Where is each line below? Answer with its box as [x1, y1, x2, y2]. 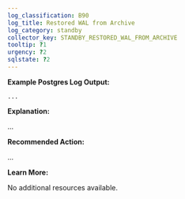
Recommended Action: [7, 137, 85, 146]
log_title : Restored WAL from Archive [7, 19, 135, 27]
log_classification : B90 [7, 11, 89, 20]
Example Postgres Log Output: [7, 77, 110, 87]
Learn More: [7, 167, 49, 177]
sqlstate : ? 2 [7, 56, 51, 64]
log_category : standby [7, 26, 82, 34]
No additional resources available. [7, 182, 119, 192]
